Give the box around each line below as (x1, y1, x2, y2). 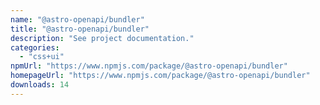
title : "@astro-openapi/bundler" (10, 24, 150, 34)
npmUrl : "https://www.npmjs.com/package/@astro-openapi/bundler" (10, 61, 288, 71)
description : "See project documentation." (10, 33, 195, 43)
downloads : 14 (10, 80, 70, 90)
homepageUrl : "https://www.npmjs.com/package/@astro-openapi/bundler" (10, 71, 311, 81)
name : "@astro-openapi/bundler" (10, 14, 145, 25)
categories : (10, 42, 60, 53)
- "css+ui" (19, 52, 65, 62)
